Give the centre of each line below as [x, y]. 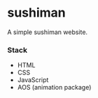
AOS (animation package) [54, 88]
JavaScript [33, 80]
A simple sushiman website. [48, 32]
